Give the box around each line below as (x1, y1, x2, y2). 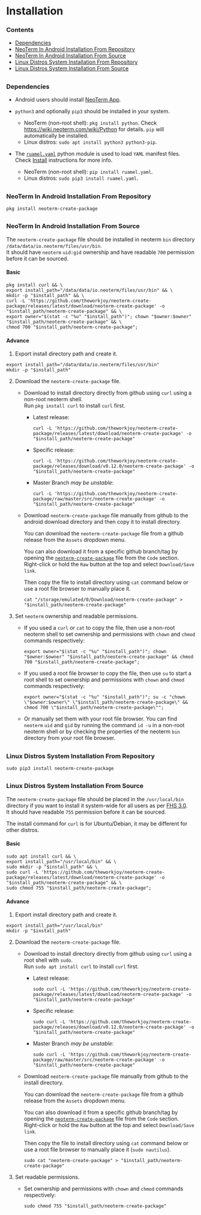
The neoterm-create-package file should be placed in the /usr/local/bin (6, 795, 184, 802)
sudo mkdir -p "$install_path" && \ (6, 864, 98, 870)
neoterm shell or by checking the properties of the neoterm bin (23, 728, 181, 735)
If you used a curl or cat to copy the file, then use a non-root (23, 624, 175, 632)
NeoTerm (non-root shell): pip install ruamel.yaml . (23, 168, 153, 176)
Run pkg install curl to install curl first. (23, 402, 126, 410)
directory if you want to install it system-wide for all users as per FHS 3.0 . (6, 802, 188, 809)
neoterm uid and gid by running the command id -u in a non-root (23, 722, 185, 729)
